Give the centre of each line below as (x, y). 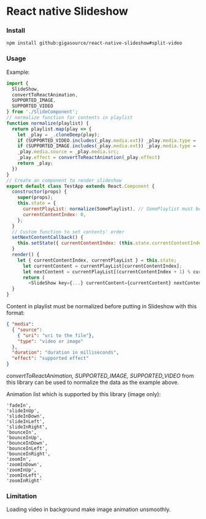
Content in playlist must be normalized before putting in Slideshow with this (102, 306)
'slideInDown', (26, 416)
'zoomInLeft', (25, 475)
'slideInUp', (23, 411)
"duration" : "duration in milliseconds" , (66, 353)
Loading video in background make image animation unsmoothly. (89, 509)
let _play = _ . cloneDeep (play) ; (59, 135)
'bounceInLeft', (27, 449)
